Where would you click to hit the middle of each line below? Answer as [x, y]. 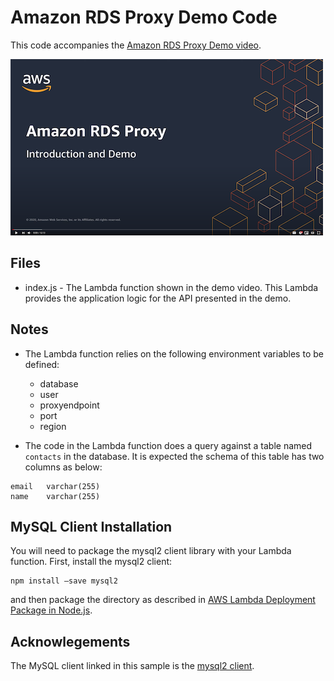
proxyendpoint [69, 405]
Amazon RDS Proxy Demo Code [144, 17]
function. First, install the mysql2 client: [91, 562]
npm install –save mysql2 [64, 581]
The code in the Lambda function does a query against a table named [168, 445]
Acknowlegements [70, 641]
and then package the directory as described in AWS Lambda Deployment [163, 600]
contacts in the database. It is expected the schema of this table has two [174, 456]
